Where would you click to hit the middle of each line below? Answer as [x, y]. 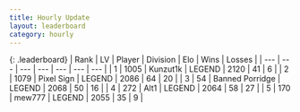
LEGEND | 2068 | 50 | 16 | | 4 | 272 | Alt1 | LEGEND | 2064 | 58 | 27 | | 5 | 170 [150, 88]
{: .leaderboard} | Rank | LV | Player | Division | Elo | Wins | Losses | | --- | [145, 60]
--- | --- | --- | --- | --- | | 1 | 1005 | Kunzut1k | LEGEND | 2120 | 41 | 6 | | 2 [154, 69]
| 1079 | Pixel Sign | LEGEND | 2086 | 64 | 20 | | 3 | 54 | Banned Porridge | [145, 79]
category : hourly [42, 34]
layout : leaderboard [48, 26]
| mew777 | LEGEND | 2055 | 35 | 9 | [76, 98]
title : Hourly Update [50, 17]
